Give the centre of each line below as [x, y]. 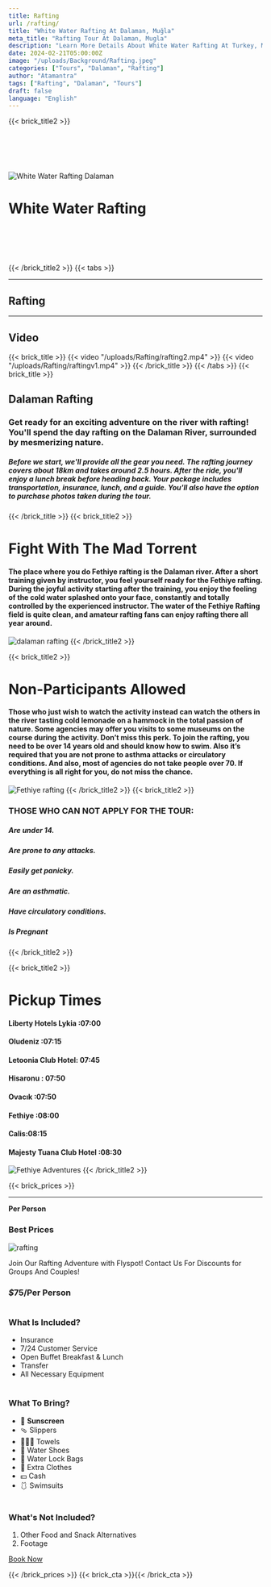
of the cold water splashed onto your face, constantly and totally [119, 597]
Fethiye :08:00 [34, 1115]
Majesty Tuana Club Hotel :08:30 [65, 1152]
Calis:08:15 [28, 1134]
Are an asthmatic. [40, 891]
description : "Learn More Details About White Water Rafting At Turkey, [133, 46]
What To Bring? [39, 1403]
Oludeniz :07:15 [35, 1042]
